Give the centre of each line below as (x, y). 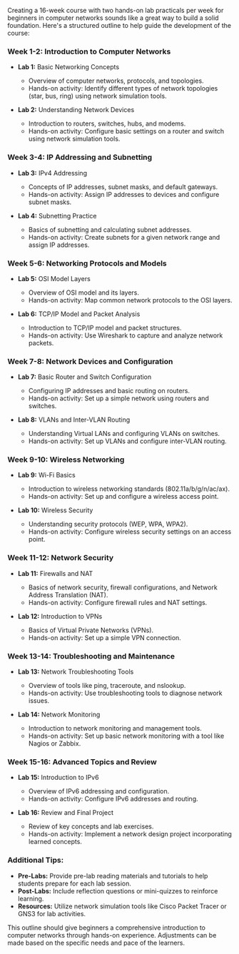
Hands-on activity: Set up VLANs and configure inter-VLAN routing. (127, 441)
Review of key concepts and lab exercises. (91, 826)
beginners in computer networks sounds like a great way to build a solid (113, 18)
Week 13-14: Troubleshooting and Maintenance (91, 656)
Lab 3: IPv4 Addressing (52, 173)
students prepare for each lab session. (75, 883)
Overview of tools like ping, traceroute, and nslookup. (107, 686)
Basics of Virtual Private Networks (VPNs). (91, 630)
